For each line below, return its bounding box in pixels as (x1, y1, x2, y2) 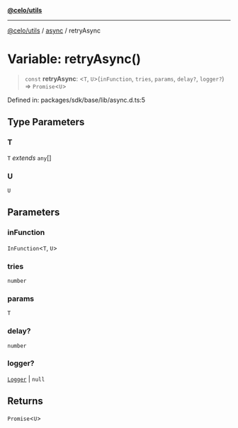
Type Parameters (7, 116, 85, 128)
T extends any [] (7, 154, 52, 162)
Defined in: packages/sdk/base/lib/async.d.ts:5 (7, 96, 146, 104)
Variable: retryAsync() (7, 51, 142, 67)
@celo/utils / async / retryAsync (7, 26, 101, 35)
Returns (7, 395, 44, 407)
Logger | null (7, 374, 45, 383)
